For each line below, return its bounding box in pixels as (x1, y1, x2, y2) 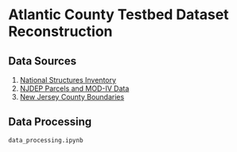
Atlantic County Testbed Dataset (8, 6, 229, 24)
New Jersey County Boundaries (19, 92, 125, 101)
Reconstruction (8, 22, 113, 41)
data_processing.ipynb (8, 136, 84, 144)
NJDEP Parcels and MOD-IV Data (19, 84, 130, 93)
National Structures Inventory (19, 76, 117, 84)
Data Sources (8, 54, 77, 68)
